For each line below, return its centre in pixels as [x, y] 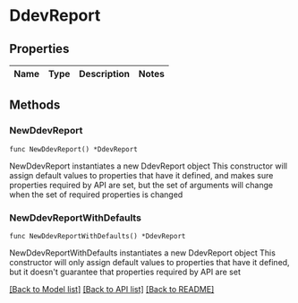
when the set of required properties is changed [96, 195]
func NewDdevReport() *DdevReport [74, 149]
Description [104, 74]
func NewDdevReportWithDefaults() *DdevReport [98, 236]
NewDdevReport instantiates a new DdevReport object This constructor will [149, 166]
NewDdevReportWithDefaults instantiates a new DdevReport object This [142, 253]
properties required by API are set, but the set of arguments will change [141, 185]
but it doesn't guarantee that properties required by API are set [125, 272]
